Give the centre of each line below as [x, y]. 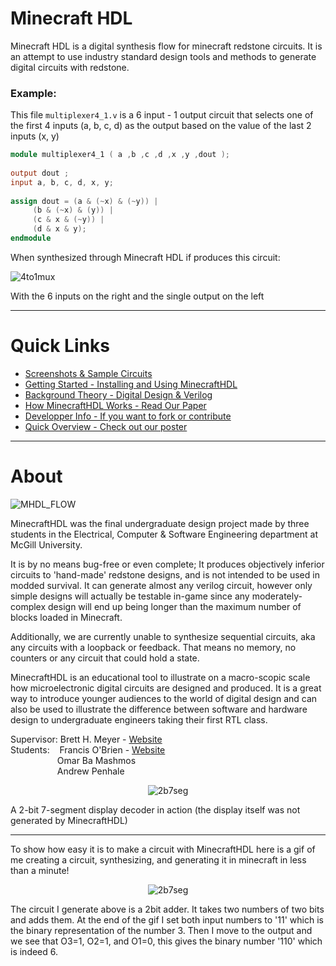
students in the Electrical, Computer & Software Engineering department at [164, 534]
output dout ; [40, 173]
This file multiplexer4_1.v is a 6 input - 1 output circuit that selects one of [162, 115]
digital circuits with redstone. [70, 67]
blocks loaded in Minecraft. [66, 617]
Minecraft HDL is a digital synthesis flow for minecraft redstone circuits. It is [166, 46]
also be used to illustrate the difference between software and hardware [159, 709]
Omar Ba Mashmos [96, 760]
